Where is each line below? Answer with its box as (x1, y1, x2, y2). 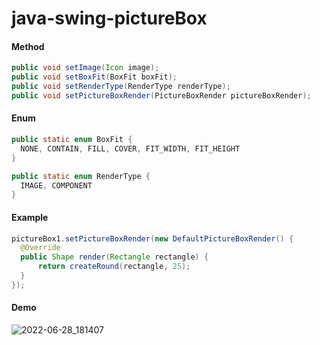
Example (11, 211, 49, 223)
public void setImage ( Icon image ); (11, 63, 160, 73)
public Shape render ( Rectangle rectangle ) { (20, 252, 209, 262)
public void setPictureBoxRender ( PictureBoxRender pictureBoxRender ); (11, 91, 312, 101)
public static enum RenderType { (11, 171, 151, 181)
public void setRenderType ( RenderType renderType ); (11, 82, 231, 92)
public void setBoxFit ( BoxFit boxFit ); (11, 72, 178, 82)
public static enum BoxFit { (11, 135, 133, 145)
